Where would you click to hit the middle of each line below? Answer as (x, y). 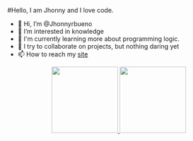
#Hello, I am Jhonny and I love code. (60, 10)
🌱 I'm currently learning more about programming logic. (99, 39)
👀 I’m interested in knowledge (61, 31)
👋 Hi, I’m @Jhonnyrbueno (55, 24)
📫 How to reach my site (53, 54)
